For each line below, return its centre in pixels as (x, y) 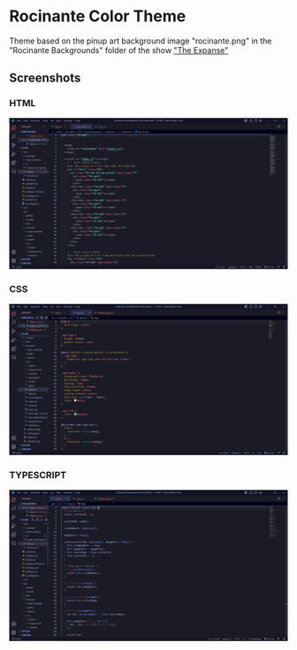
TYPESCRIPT (38, 476)
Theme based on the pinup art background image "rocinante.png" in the (141, 41)
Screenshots (45, 78)
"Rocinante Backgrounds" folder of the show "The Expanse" (119, 50)
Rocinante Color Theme (98, 16)
